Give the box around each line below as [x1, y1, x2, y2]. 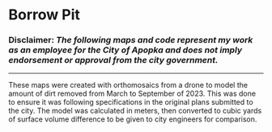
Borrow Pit [8, 6, 81, 24]
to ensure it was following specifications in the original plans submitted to [8, 97, 253, 107]
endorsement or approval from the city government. [8, 55, 219, 66]
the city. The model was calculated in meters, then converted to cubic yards [8, 106, 262, 116]
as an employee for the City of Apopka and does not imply [8, 44, 243, 56]
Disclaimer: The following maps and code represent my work [8, 35, 253, 46]
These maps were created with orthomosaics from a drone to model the [8, 80, 249, 90]
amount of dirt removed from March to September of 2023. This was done [8, 89, 257, 98]
